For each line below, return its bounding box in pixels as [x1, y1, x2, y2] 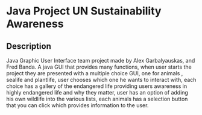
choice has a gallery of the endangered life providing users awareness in [6, 82, 188, 90]
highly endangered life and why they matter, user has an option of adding [6, 89, 189, 96]
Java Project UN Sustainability [6, 4, 162, 18]
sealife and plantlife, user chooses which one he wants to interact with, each [6, 76, 197, 83]
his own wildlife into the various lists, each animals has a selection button [6, 95, 188, 102]
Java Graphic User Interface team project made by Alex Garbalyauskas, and [6, 57, 195, 64]
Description [6, 41, 51, 51]
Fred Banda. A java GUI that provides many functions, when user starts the [6, 63, 192, 70]
